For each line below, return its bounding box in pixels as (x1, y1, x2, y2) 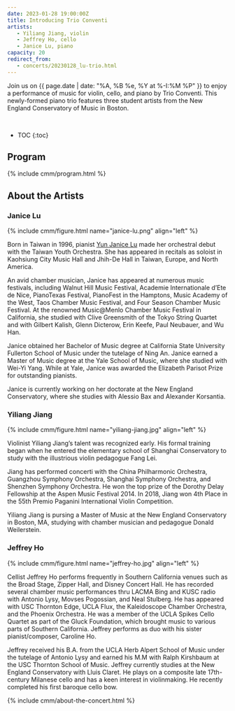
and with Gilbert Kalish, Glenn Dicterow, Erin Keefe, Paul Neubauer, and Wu (7, 321, 225, 329)
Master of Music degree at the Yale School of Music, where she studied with (7, 357, 227, 365)
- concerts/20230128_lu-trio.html (16, 62, 117, 69)
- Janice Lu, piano (16, 43, 73, 50)
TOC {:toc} (17, 131, 49, 139)
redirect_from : (7, 56, 52, 63)
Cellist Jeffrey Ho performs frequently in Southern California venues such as (7, 573, 228, 581)
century (7, 675, 30, 684)
